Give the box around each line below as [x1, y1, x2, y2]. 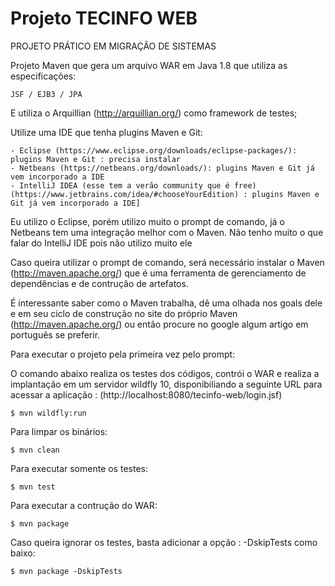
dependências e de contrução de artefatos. [10, 277, 189, 289]
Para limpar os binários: [10, 425, 108, 437]
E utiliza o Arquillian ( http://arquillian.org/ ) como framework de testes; [10, 107, 298, 119]
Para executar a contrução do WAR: [10, 499, 158, 511]
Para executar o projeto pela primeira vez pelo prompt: [10, 348, 236, 360]
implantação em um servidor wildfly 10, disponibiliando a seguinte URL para [10, 378, 323, 390]
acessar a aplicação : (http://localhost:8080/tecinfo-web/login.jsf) [10, 388, 283, 401]
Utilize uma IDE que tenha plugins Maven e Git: [10, 126, 203, 138]
